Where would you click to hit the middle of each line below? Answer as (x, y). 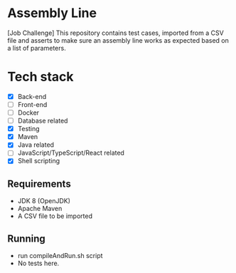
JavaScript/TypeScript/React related (71, 153)
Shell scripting (39, 161)
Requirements (39, 184)
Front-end (32, 104)
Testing (29, 129)
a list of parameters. (37, 48)
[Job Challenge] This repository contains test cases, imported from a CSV (116, 33)
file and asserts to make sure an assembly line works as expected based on (118, 40)
